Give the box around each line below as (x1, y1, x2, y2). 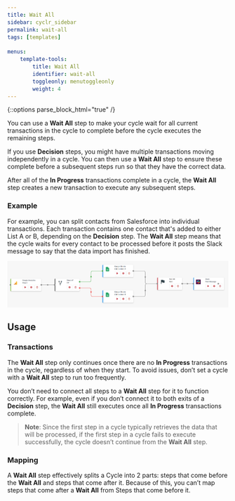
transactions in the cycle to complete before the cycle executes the (7, 126, 202, 135)
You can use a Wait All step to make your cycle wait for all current (7, 119, 199, 128)
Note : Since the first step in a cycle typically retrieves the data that (24, 422, 217, 431)
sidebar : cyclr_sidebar (7, 18, 77, 26)
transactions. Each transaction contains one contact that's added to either (7, 225, 222, 233)
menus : (7, 48, 27, 55)
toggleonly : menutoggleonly (32, 78, 114, 85)
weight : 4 (32, 85, 61, 93)
